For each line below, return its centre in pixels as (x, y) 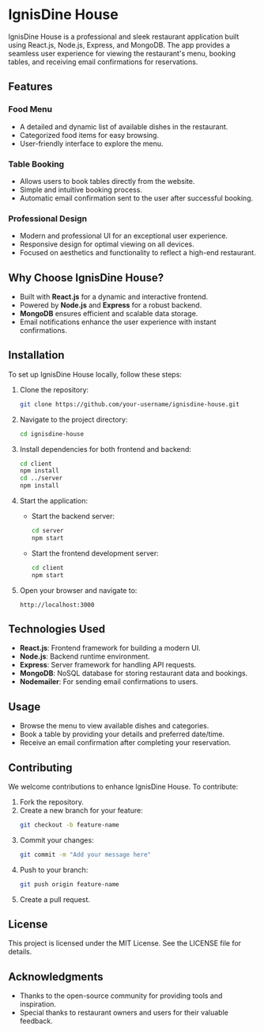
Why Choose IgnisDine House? (86, 278)
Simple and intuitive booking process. (81, 189)
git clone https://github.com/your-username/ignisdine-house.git (129, 404)
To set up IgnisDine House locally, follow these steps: (95, 374)
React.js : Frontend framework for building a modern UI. (110, 648)
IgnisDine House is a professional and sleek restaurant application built (124, 36)
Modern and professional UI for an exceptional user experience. (123, 236)
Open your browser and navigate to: (78, 590)
